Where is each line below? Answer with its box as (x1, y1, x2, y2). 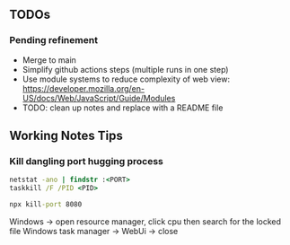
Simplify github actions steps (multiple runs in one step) (22, 64, 229, 74)
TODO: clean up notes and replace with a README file (22, 102, 224, 113)
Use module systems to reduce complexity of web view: (22, 74, 231, 84)
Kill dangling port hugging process (9, 155, 164, 167)
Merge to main (22, 54, 76, 66)
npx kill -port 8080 (9, 200, 83, 209)
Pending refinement (9, 34, 99, 47)
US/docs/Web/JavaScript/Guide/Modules (22, 92, 176, 103)
